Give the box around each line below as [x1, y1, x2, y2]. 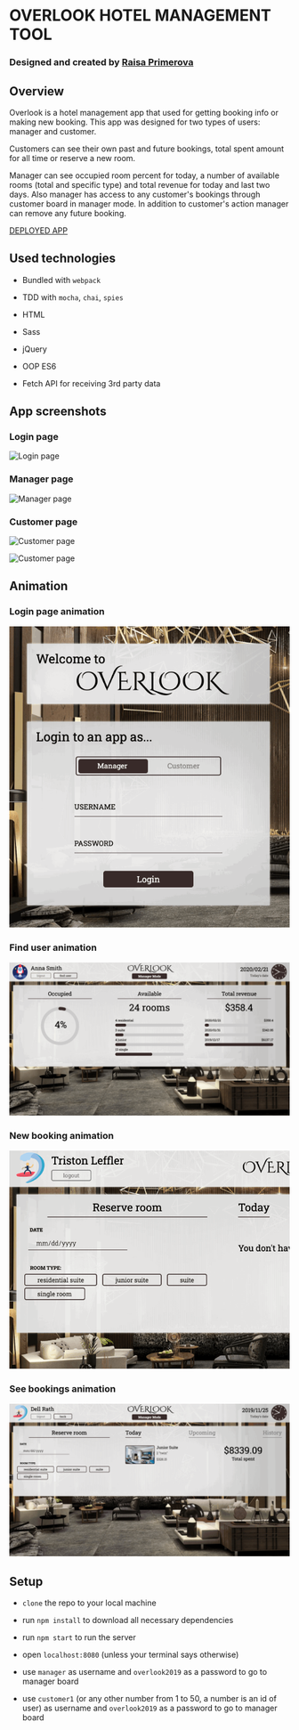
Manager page [9, 473, 74, 485]
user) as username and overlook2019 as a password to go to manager [21, 1702, 278, 1714]
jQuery [21, 344, 47, 354]
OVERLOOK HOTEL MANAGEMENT [9, 5, 271, 26]
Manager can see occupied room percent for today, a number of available [9, 170, 280, 181]
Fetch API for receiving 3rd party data [21, 378, 161, 388]
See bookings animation [9, 1383, 117, 1395]
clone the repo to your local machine [21, 1597, 158, 1608]
